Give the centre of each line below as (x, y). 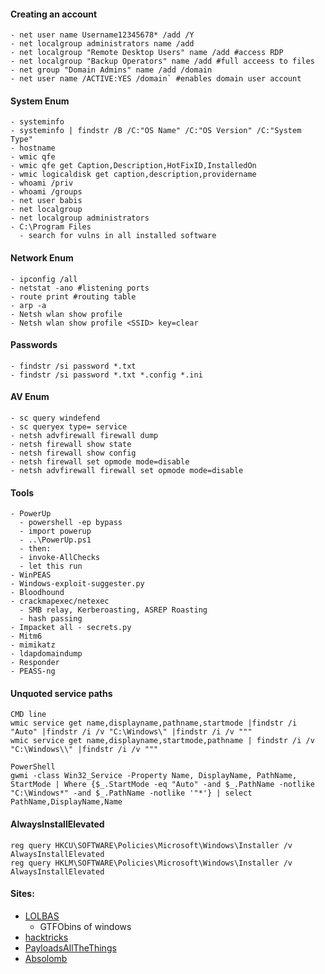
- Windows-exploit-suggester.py (77, 584)
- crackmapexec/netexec (60, 601)
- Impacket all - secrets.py (71, 628)
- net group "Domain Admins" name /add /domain (111, 70)
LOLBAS (42, 916)
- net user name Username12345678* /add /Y (102, 35)
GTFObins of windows (85, 926)
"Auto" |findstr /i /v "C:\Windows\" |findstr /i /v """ (131, 732)
